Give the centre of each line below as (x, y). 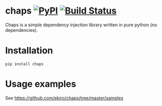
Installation (29, 51)
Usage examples (41, 84)
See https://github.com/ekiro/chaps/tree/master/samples (64, 98)
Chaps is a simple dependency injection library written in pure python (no (81, 25)
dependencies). (21, 30)
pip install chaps (24, 64)
